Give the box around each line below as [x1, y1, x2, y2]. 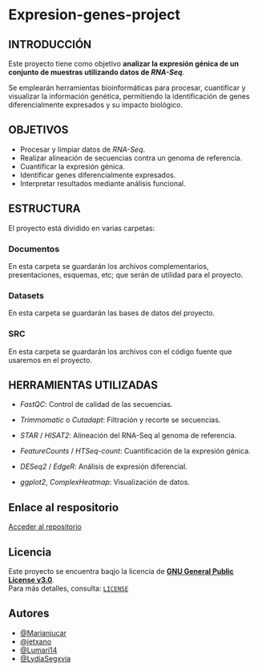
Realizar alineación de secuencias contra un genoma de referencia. [19, 152, 243, 162]
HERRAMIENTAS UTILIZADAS [8, 378, 159, 392]
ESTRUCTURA [8, 202, 81, 216]
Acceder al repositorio [8, 522, 82, 531]
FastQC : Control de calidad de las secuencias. [19, 400, 173, 409]
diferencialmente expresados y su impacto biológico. [8, 100, 183, 109]
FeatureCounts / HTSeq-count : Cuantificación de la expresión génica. [19, 446, 251, 456]
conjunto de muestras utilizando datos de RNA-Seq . [8, 67, 185, 77]
